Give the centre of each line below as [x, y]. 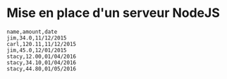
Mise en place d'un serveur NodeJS [113, 13]
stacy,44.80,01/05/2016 [42, 68]
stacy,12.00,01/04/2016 [42, 56]
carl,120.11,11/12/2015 [42, 44]
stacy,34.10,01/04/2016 [42, 62]
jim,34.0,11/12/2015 [37, 38]
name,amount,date [32, 32]
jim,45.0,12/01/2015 [37, 50]
